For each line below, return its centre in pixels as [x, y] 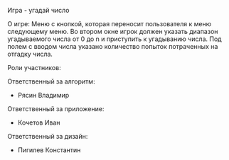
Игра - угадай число [38, 10]
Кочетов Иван [39, 122]
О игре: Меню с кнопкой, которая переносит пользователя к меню [110, 24]
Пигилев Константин [49, 150]
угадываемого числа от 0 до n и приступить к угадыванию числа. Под [114, 39]
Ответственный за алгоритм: [51, 81]
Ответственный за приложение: [56, 109]
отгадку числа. [30, 54]
